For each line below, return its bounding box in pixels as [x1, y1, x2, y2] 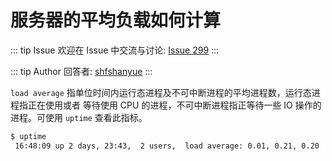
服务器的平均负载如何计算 [10, 9, 222, 32]
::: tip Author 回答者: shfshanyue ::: [10, 65, 153, 77]
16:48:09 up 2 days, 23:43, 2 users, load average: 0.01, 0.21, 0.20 [14, 141, 320, 151]
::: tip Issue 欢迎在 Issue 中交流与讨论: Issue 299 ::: [10, 44, 220, 56]
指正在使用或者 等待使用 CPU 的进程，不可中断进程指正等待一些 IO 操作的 [18, 99, 322, 111]
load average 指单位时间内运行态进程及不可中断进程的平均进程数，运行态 [10, 86, 312, 98]
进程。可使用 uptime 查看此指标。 [10, 111, 148, 123]
